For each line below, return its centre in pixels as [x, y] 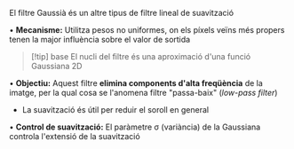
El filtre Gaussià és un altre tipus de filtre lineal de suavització [121, 13]
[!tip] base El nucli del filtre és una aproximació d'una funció [141, 56]
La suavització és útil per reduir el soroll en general [115, 110]
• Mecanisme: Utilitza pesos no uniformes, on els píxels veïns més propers [147, 30]
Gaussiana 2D [56, 66]
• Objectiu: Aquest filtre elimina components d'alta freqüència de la [136, 83]
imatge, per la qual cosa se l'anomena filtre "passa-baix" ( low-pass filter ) [143, 93]
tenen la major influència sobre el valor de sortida [100, 39]
